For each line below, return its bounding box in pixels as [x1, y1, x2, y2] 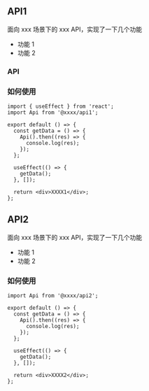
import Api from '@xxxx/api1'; [7, 109, 99, 116]
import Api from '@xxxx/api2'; [7, 292, 99, 299]
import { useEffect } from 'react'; [7, 103, 114, 111]
